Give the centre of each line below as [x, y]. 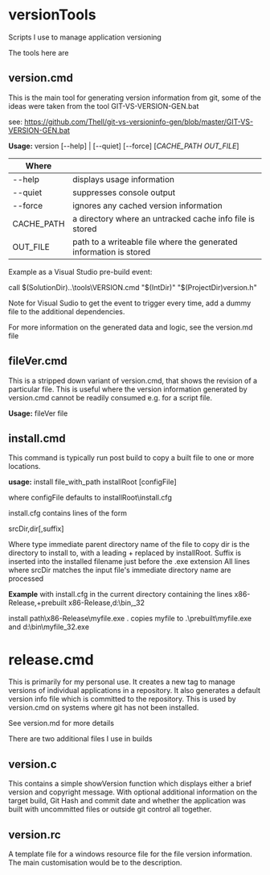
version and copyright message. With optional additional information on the [133, 792]
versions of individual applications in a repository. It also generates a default [135, 690]
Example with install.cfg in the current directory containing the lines [121, 595]
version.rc [35, 834]
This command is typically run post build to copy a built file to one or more [131, 458]
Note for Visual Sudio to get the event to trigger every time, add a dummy [130, 303]
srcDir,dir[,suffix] [36, 529]
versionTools [52, 15]
